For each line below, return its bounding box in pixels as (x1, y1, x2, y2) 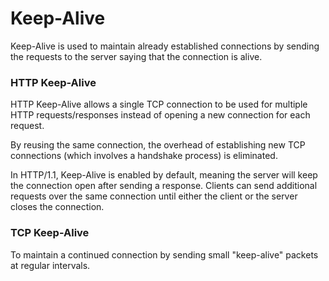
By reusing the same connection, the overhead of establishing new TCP (10, 139, 306, 151)
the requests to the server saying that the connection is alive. (10, 50, 263, 62)
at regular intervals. (10, 259, 91, 271)
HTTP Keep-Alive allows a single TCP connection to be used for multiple (10, 98, 308, 111)
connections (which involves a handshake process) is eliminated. (10, 150, 278, 162)
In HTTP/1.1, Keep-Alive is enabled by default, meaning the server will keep (10, 169, 318, 181)
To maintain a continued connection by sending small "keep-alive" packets (10, 248, 319, 261)
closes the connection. (10, 201, 105, 213)
